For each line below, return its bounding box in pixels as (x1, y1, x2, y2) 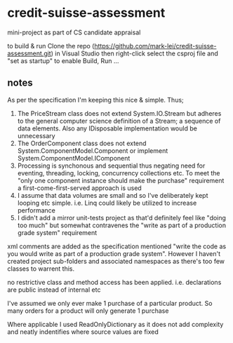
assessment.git (7, 49, 51, 58)
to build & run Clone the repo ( (7, 41, 95, 50)
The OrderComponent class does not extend (17, 139, 147, 147)
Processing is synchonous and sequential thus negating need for (17, 161, 206, 170)
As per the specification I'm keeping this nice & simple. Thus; (7, 95, 184, 104)
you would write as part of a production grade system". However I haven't (7, 249, 221, 257)
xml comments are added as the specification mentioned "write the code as (7, 242, 227, 250)
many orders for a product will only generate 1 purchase (7, 307, 169, 315)
